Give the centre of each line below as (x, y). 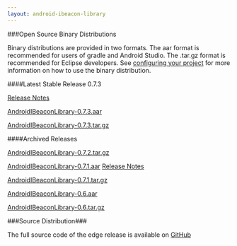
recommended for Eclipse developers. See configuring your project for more (119, 63)
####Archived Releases (42, 139)
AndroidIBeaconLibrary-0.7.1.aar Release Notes (76, 166)
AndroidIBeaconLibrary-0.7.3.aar (55, 111)
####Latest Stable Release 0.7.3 (54, 84)
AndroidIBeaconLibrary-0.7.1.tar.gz (58, 180)
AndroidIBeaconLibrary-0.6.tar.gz (56, 207)
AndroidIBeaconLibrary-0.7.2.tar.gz (58, 152)
